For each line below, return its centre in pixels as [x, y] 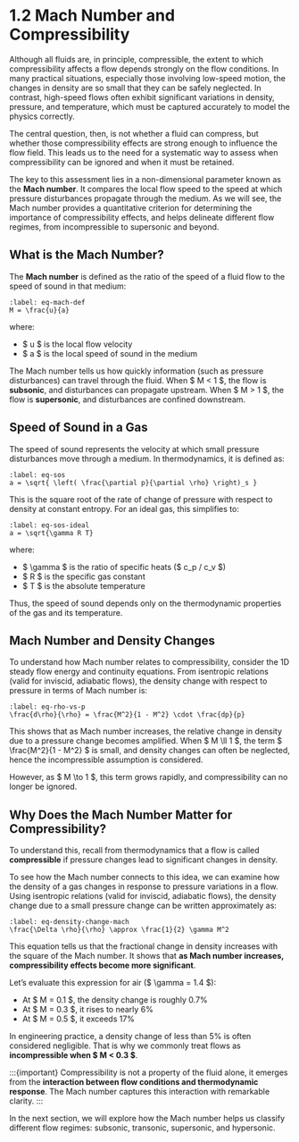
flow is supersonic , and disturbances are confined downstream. [128, 399]
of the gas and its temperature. [66, 612]
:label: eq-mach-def [48, 302]
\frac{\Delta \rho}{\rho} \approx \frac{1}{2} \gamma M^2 [119, 930]
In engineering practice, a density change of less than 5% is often [130, 1037]
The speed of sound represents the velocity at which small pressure [134, 449]
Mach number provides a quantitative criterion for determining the [131, 207]
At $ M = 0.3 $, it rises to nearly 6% [88, 1010]
